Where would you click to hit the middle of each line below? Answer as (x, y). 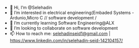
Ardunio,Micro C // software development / (53, 18)
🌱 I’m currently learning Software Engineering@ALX (62, 23)
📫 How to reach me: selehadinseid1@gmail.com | (60, 33)
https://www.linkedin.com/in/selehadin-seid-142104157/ (66, 40)
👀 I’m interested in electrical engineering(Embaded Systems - (72, 13)
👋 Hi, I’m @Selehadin (31, 8)
